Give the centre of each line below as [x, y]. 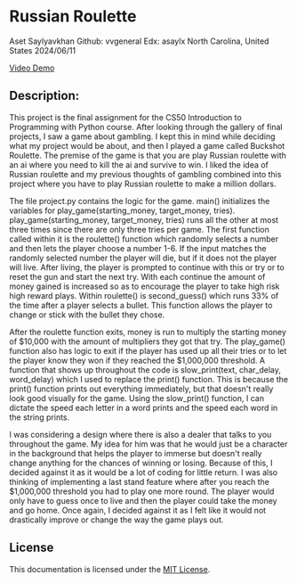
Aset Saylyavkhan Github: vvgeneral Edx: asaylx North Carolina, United [139, 41]
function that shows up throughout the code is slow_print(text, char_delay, [145, 370]
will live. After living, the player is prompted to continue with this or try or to [147, 267]
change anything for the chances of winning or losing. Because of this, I [141, 463]
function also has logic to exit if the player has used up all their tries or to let [148, 350]
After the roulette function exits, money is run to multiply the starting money [148, 332]
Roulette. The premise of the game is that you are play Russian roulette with [148, 155]
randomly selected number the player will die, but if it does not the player [143, 258]
